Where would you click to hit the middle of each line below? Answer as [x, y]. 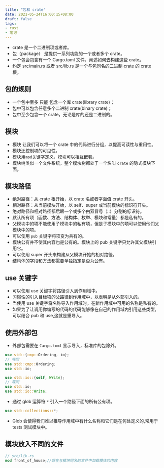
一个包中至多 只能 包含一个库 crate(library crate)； [63, 102]
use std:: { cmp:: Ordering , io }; [37, 355]
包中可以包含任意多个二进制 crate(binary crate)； [62, 108]
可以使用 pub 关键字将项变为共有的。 [49, 236]
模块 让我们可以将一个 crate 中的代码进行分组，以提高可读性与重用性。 [84, 144]
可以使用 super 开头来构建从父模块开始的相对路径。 [65, 255]
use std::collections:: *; [32, 411]
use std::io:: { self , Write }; [35, 377]
